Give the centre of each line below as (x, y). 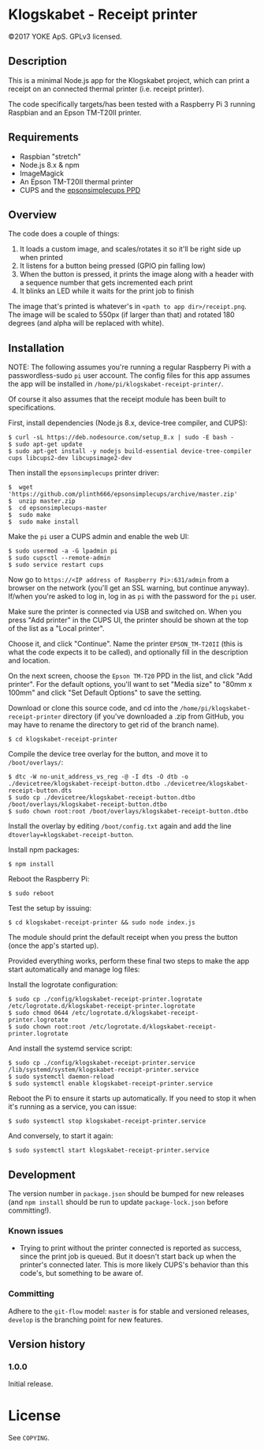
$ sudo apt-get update (45, 444)
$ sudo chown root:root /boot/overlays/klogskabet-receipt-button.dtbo (128, 812)
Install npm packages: (44, 850)
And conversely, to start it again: (61, 1136)
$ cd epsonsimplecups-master (58, 508)
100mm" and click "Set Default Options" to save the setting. (105, 692)
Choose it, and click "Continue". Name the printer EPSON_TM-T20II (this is (125, 644)
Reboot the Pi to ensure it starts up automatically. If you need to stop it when (132, 1098)
